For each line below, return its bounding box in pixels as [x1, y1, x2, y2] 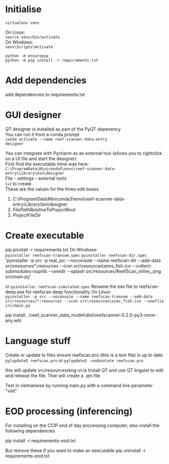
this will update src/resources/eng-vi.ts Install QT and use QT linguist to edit [5, 367, 164, 373]
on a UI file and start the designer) [5, 155, 77, 161]
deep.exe [5, 288, 25, 295]
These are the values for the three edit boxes [5, 186, 99, 192]
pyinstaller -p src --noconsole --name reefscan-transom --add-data [5, 294, 153, 299]
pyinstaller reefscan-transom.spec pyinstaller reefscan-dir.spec [5, 253, 147, 258]
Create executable [5, 230, 85, 241]
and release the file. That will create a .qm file [5, 372, 100, 379]
